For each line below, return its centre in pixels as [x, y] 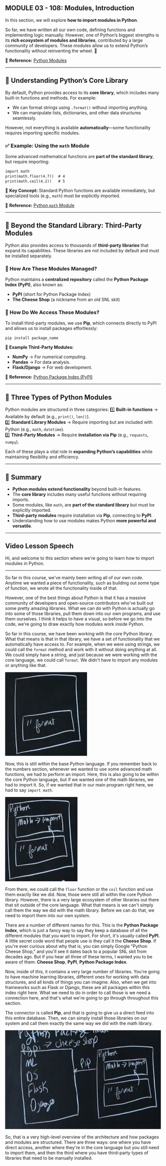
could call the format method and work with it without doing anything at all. [81, 649]
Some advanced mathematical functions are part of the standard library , [80, 156]
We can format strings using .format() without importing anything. [80, 107]
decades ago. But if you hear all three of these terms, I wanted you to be [79, 956]
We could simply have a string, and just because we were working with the [81, 655]
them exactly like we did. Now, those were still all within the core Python [78, 894]
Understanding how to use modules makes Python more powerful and [84, 520]
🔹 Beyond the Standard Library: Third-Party [73, 226]
